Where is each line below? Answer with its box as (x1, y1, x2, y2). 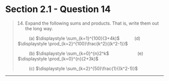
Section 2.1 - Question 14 (5, 4, 111, 15)
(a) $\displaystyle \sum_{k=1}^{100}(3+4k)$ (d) (29, 35, 141, 41)
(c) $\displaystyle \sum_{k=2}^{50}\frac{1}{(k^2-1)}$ (29, 65, 138, 71)
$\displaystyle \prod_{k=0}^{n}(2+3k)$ (17, 55, 99, 61)
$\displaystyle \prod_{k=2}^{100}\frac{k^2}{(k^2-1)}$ (17, 40, 128, 46)
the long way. (25, 25, 53, 31)
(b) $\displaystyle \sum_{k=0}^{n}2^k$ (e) (29, 50, 143, 56)
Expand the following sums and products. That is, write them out (25, 20, 159, 26)
